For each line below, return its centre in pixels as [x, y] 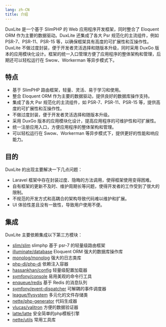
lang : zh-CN [17, 10]
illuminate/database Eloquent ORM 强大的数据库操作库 [67, 251]
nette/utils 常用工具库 [34, 320]
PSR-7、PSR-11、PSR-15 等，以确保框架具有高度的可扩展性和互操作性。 [78, 41]
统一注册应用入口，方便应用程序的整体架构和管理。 [64, 127]
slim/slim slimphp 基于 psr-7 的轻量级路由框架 [59, 245]
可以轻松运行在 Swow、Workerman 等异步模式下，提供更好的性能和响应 [85, 133]
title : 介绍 [17, 14]
